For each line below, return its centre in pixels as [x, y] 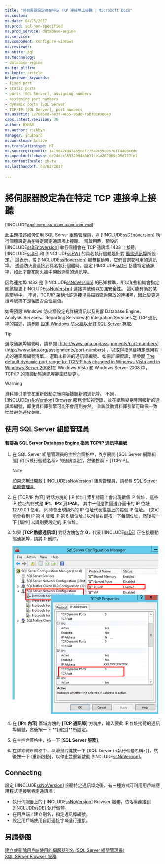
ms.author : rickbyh [25, 130]
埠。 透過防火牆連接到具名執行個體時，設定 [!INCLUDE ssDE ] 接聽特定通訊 [80, 265]
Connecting [24, 772]
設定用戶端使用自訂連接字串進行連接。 [51, 820]
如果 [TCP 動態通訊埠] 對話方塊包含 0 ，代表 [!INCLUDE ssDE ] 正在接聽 [83, 532]
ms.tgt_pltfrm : [21, 68]
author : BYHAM [20, 125]
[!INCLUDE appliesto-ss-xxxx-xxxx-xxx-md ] [49, 225]
